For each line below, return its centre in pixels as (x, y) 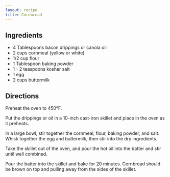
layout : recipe (21, 10)
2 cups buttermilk (31, 80)
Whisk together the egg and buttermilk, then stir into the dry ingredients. (81, 139)
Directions (22, 96)
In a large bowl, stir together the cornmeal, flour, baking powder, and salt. (82, 133)
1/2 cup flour (26, 58)
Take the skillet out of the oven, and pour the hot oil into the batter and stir (83, 149)
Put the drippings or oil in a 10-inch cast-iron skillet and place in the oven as (85, 118)
